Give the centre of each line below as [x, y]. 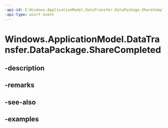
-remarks [20, 85]
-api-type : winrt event [30, 14]
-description [25, 68]
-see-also [20, 102]
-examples [22, 119]
